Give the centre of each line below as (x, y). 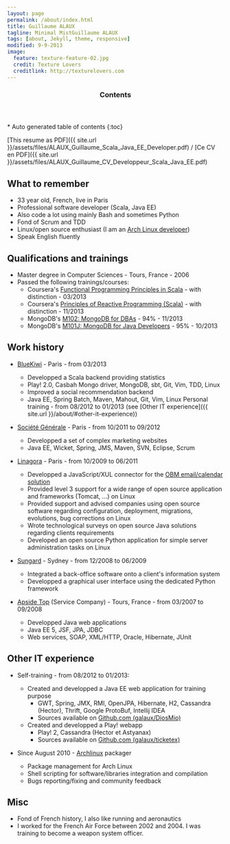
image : (16, 52)
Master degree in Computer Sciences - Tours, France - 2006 (103, 275)
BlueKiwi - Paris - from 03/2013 (62, 364)
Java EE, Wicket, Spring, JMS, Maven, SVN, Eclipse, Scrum (111, 448)
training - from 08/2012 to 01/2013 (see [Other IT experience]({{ (117, 407)
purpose (39, 696)
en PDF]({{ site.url (33, 155)
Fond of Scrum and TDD (51, 222)
